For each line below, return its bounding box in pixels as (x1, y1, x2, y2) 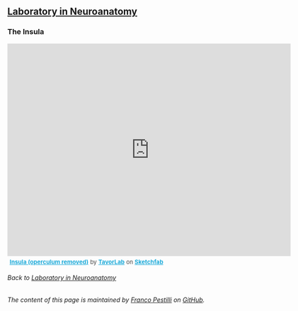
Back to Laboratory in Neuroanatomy (7, 273, 117, 282)
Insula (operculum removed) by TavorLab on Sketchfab (9, 258, 164, 266)
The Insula (7, 27, 45, 37)
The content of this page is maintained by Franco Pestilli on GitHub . (7, 295, 205, 304)
